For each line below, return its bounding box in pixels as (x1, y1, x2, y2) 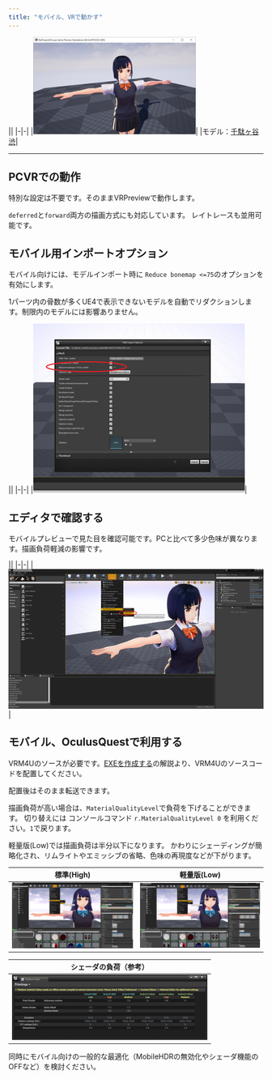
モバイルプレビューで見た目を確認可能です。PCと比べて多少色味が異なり (8, 534, 251, 544)
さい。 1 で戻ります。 (8, 823, 75, 833)
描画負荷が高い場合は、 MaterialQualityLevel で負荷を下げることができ (8, 803, 244, 812)
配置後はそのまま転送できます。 (8, 786, 115, 795)
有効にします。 (8, 279, 58, 289)
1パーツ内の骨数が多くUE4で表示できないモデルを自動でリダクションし (8, 296, 245, 307)
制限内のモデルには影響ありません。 (21, 307, 143, 317)
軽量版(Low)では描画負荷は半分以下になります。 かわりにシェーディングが (8, 840, 256, 850)
